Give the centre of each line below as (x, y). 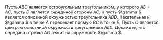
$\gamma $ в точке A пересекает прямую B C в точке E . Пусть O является (82, 22)
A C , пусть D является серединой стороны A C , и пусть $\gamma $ (73, 12)
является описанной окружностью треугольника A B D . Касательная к (77, 17)
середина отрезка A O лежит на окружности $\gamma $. (64, 33)
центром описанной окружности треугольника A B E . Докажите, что (75, 27)
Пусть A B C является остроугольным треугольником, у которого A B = (78, 7)
